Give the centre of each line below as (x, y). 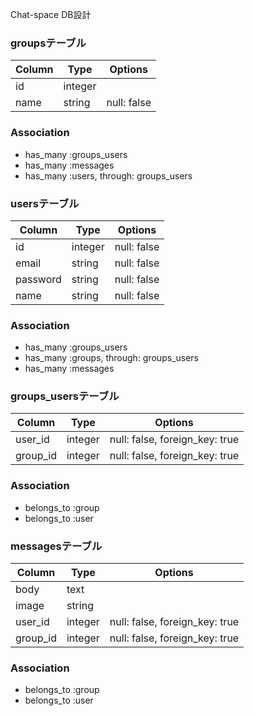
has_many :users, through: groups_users (108, 175)
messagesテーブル (56, 546)
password (38, 279)
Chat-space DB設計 (51, 14)
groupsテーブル (48, 43)
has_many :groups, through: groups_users (111, 358)
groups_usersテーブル (65, 396)
